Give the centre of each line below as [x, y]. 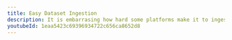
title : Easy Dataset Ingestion [52, 13]
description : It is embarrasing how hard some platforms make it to [108, 20]
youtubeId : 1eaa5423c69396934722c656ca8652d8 [74, 26]
